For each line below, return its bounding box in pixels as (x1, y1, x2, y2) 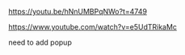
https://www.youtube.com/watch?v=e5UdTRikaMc (8, 22, 178, 31)
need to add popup (8, 37, 73, 47)
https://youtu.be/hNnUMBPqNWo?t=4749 (8, 7, 148, 16)
